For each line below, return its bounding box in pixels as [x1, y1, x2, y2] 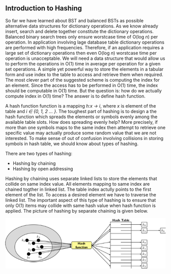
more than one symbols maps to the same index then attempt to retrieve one [5, 124, 166, 130]
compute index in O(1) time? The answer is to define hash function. [5, 93, 146, 99]
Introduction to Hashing [5, 4, 82, 13]
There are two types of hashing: [5, 150, 73, 156]
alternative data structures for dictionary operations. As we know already [5, 23, 159, 29]
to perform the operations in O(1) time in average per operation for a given [5, 60, 161, 66]
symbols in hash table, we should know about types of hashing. [5, 141, 139, 147]
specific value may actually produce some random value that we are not [5, 129, 157, 136]
